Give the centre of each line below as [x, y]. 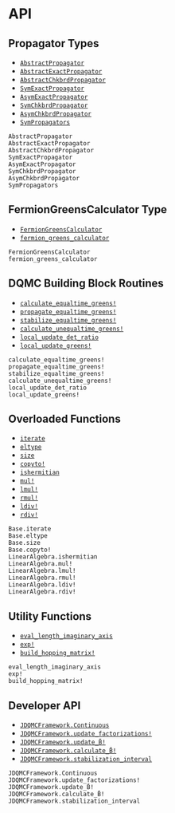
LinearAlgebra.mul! [41, 564]
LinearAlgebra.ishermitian [53, 557]
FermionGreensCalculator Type [88, 209]
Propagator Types [54, 43]
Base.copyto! [30, 550]
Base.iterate [30, 529]
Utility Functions [50, 616]
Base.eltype [28, 536]
